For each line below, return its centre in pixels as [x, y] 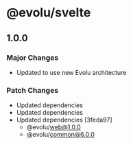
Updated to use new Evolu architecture [71, 72]
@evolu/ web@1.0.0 [54, 127]
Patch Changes [33, 90]
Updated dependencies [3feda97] [64, 120]
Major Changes [33, 58]
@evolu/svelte [49, 13]
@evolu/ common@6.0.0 [61, 135]
